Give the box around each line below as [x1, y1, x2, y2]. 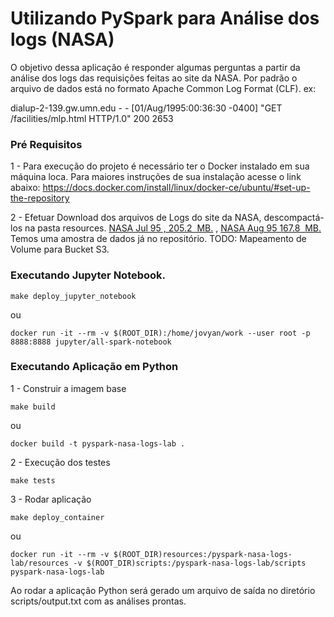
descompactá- [263, 212, 325, 224]
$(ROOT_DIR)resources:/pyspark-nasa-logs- [113, 549, 293, 559]
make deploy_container [10, 512, 105, 522]
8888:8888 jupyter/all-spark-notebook [10, 337, 172, 347]
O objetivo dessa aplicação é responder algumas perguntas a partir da [10, 61, 301, 73]
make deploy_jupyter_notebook [10, 291, 137, 301]
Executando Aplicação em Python [10, 360, 179, 374]
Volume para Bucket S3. [10, 243, 110, 256]
